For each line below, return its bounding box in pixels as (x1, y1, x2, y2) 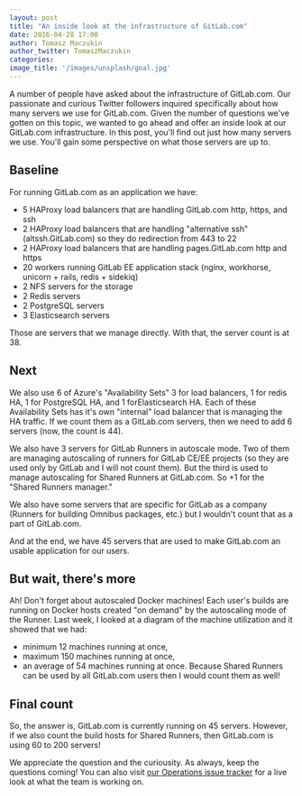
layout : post (9, 13, 59, 23)
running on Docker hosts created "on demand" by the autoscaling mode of (9, 604, 287, 615)
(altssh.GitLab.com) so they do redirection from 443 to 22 (22, 232, 237, 244)
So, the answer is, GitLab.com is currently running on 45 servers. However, (9, 720, 288, 732)
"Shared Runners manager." (9, 481, 113, 492)
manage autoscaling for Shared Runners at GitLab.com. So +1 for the (9, 472, 265, 482)
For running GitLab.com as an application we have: (9, 186, 198, 197)
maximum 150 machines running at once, (22, 651, 176, 662)
